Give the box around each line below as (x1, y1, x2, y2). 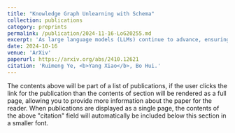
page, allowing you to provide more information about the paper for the (7, 96, 212, 105)
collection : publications (7, 17, 83, 24)
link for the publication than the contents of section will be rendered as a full (7, 89, 227, 97)
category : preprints (7, 23, 68, 30)
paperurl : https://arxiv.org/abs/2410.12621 (7, 56, 139, 63)
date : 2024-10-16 (7, 43, 58, 50)
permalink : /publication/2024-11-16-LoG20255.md (7, 29, 152, 37)
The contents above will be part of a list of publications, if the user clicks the (7, 81, 227, 90)
